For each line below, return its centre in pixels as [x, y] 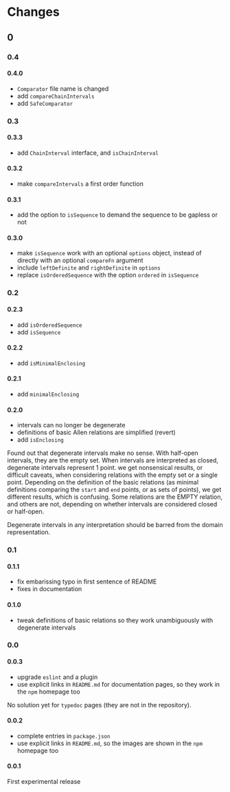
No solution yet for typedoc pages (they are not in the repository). [99, 705]
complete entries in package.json [64, 736]
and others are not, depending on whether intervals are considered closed [112, 504]
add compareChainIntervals [56, 96]
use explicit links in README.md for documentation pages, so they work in [118, 684]
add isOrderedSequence [49, 325]
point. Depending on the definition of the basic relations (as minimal [103, 482]
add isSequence [39, 332]
